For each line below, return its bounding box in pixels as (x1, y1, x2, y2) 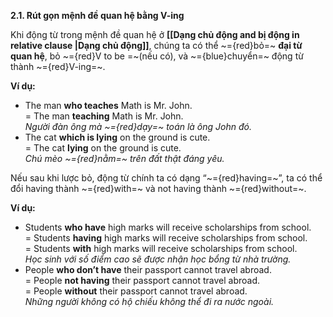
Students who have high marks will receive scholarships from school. (24, 221, 312, 233)
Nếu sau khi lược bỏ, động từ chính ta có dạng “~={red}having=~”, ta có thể (10, 172, 323, 184)
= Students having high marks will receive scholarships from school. (24, 232, 308, 244)
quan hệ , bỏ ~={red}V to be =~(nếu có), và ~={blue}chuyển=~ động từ (10, 50, 304, 62)
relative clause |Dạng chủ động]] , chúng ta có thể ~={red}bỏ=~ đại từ (10, 40, 303, 51)
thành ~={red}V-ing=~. (10, 61, 106, 72)
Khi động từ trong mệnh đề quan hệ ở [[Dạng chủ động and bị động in (10, 29, 300, 40)
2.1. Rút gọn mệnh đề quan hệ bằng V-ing (10, 10, 185, 21)
